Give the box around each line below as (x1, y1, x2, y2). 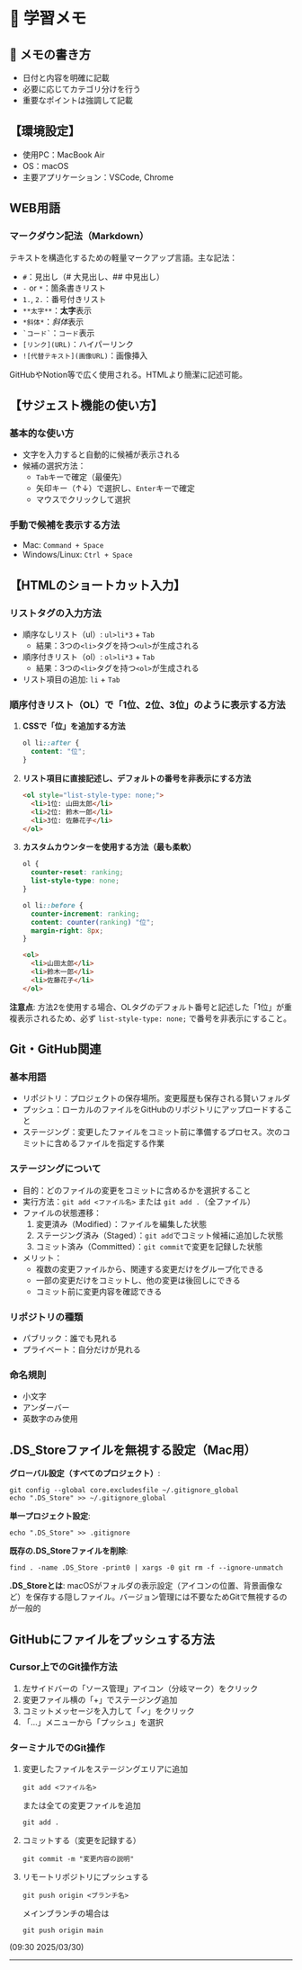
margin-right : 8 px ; (31, 926, 104, 936)
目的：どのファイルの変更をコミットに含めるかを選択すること (22, 1185, 252, 1195)
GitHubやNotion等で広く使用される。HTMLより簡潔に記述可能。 (9, 369, 247, 380)
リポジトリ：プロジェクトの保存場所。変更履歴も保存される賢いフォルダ (22, 1093, 290, 1104)
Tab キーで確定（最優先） (35, 471, 128, 482)
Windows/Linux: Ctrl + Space (22, 550, 133, 560)
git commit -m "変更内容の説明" (22, 1855, 135, 1864)
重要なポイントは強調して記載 (22, 95, 133, 105)
